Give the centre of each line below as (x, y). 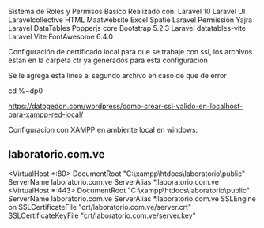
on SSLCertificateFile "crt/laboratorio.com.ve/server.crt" (100, 207)
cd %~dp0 (26, 91)
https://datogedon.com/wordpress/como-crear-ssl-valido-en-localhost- (126, 106)
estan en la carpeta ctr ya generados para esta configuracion (108, 60)
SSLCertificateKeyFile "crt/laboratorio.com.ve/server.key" (102, 215)
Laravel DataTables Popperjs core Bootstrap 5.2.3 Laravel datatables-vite (127, 28)
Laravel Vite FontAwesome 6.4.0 (60, 36)
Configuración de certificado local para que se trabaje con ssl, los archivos (130, 52)
